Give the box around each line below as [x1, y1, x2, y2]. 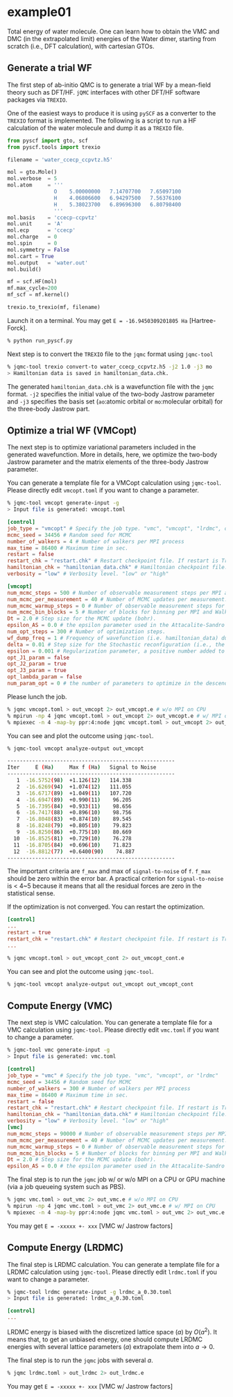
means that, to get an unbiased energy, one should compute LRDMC [7, 1335, 203, 1343]
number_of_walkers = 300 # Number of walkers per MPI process [7, 1085, 191, 1092]
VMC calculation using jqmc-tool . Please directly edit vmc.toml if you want [7, 1025, 219, 1034]
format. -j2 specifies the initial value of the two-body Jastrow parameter [7, 390, 215, 398]
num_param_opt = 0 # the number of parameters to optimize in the [7, 680, 203, 687]
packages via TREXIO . [7, 95, 68, 104]
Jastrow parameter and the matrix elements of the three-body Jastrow [7, 458, 209, 466]
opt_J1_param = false [7, 654, 70, 661]
